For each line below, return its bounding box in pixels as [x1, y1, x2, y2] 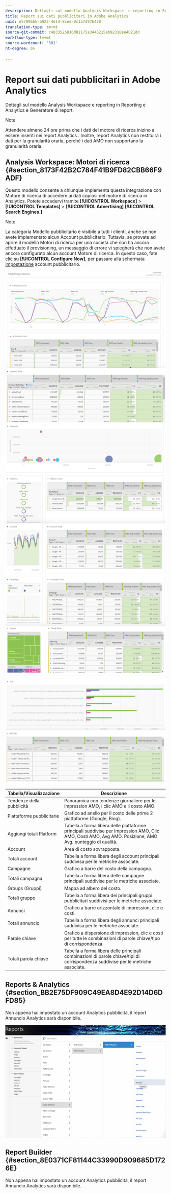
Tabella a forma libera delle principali [64, 948, 141, 954]
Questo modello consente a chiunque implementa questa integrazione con [5, 187, 162, 193]
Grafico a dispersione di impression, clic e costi [64, 930, 163, 936]
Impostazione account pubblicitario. [5, 261, 81, 267]
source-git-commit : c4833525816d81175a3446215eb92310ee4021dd [5, 30, 140, 35]
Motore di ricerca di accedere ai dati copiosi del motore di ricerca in [5, 193, 148, 199]
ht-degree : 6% [5, 46, 36, 51]
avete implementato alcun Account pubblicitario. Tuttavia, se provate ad [5, 234, 156, 240]
